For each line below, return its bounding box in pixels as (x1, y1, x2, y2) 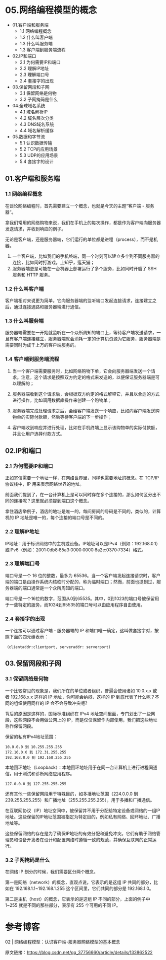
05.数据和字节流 (12, 134, 45, 140)
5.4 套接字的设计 (19, 158, 54, 164)
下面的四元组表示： (9, 634, 48, 640)
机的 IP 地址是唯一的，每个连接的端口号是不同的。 (5, 515, 107, 520)
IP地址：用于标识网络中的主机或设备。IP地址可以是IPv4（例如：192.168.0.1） (5, 540, 161, 546)
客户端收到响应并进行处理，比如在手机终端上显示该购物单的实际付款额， (12, 424, 160, 430)
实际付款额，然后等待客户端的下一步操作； (25, 414, 112, 420)
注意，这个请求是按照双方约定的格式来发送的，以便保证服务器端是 (21, 374, 156, 380)
